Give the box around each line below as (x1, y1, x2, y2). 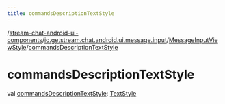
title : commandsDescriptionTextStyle (7, 10, 115, 17)
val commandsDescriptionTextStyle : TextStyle (7, 89, 137, 97)
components (7, 35, 43, 44)
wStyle (7, 43, 27, 51)
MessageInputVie (168, 35, 219, 44)
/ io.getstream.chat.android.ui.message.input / (42, 35, 170, 44)
